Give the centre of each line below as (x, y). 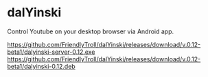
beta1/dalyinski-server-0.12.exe (51, 52)
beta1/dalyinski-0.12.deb (41, 66)
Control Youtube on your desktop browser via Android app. (91, 31)
